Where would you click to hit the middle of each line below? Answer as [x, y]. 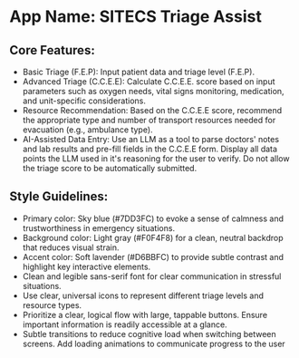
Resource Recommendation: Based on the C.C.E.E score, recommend [152, 110]
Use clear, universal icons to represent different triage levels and [143, 295]
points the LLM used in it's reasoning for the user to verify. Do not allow [156, 159]
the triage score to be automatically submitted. [110, 168]
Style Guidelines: [59, 197]
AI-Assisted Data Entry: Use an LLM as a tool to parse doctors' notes [150, 139]
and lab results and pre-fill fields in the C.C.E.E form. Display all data [150, 149]
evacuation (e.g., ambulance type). [87, 130]
